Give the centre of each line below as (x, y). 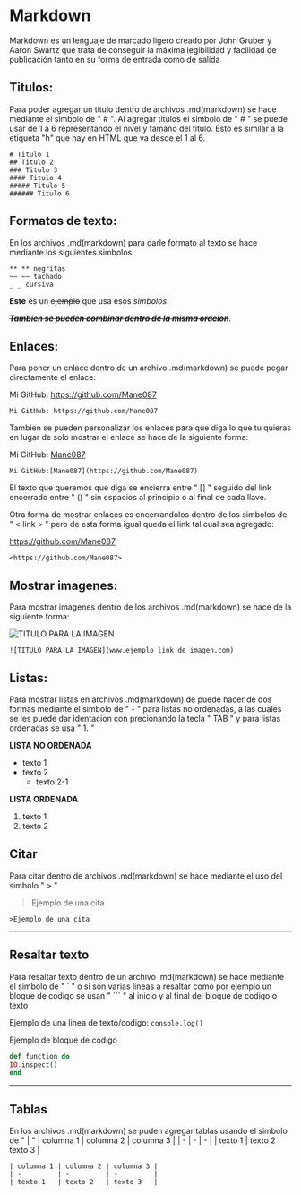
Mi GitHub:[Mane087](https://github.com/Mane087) (104, 472)
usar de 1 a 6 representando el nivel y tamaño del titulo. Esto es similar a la (146, 128)
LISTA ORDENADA (44, 799)
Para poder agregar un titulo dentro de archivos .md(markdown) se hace (143, 109)
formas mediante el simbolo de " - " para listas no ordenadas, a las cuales (146, 709)
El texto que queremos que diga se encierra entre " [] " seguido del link (140, 488)
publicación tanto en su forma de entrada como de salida (115, 59)
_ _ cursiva (31, 284)
